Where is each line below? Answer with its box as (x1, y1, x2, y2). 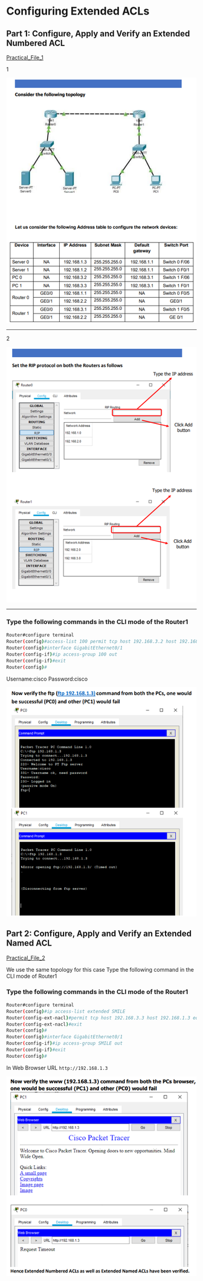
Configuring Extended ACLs (6, 4, 150, 18)
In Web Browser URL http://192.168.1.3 (6, 1064, 108, 1071)
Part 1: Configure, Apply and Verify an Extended (6, 29, 190, 39)
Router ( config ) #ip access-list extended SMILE (6, 1008, 126, 1014)
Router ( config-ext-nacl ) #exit (6, 1021, 83, 1027)
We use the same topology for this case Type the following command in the (6, 966, 195, 973)
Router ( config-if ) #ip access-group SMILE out (6, 1040, 123, 1047)
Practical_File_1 (6, 54, 44, 61)
